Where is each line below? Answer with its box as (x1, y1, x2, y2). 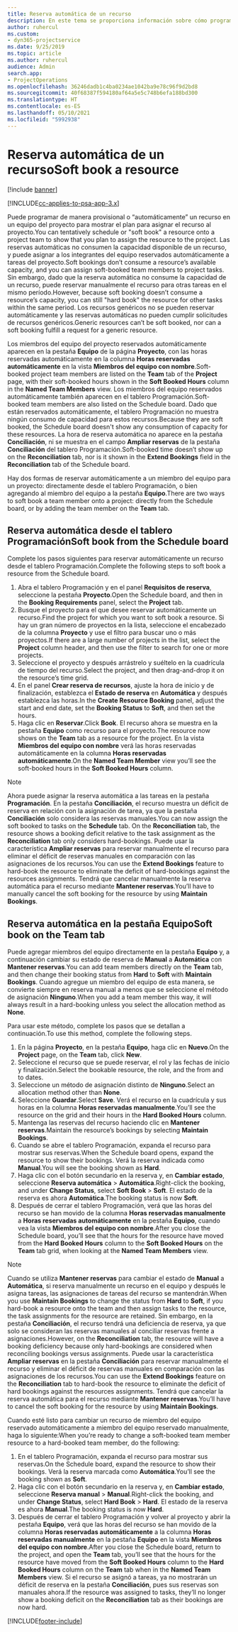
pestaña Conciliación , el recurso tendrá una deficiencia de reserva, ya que (7, 1319, 227, 1328)
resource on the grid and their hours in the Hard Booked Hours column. (17, 1111, 227, 1120)
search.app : (7, 70, 42, 77)
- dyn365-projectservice (7, 37, 81, 44)
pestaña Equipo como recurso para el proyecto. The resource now (17, 727, 210, 735)
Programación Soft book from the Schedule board (7, 535, 229, 547)
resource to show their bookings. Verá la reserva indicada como (17, 1156, 205, 1164)
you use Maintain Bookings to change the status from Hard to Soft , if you (7, 1296, 223, 1306)
